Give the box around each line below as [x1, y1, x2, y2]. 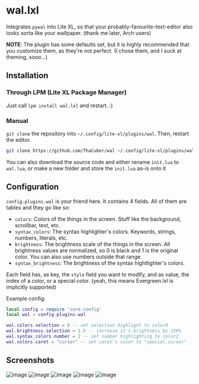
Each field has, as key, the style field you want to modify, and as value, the [6, 270, 190, 278]
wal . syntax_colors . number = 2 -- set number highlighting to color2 [6, 334, 179, 340]
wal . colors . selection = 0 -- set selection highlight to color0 [6, 322, 168, 328]
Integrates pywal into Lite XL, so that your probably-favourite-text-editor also [6, 23, 193, 30]
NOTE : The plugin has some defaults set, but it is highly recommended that [6, 41, 190, 48]
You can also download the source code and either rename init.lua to [6, 158, 179, 166]
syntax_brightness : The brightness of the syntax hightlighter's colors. [14, 259, 185, 266]
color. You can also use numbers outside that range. [14, 253, 142, 260]
